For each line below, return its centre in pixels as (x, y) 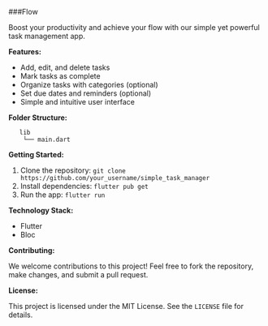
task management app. (47, 36)
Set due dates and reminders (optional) (86, 93)
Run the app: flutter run (63, 195)
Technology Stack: (41, 210)
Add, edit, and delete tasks (65, 67)
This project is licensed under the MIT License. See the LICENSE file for (126, 306)
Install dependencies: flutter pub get (84, 186)
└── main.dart (47, 139)
